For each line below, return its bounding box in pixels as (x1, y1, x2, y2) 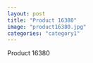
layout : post (7, 10, 46, 17)
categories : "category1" (7, 29, 80, 37)
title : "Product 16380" (7, 17, 77, 24)
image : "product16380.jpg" (7, 23, 87, 30)
